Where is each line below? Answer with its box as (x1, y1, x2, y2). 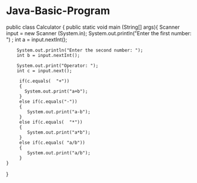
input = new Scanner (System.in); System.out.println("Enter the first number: (6, 29, 192, 36)
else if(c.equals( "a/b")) (19, 140, 85, 145)
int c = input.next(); (16, 67, 72, 74)
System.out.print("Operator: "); (16, 63, 99, 69)
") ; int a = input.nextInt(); (6, 36, 68, 43)
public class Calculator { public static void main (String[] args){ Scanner (6, 23, 180, 30)
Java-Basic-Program (6, 4, 111, 18)
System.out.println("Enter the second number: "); (16, 47, 143, 53)
